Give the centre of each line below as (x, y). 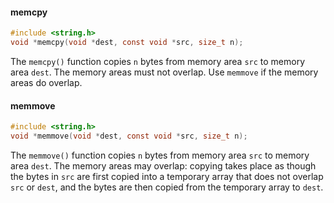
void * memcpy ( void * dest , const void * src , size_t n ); (127, 43)
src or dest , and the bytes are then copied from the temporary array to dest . (167, 187)
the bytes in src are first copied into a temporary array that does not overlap (167, 176)
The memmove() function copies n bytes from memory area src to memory (160, 155)
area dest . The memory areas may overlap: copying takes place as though (163, 165)
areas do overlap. (46, 82)
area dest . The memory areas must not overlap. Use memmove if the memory (164, 72)
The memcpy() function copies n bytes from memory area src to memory (158, 61)
